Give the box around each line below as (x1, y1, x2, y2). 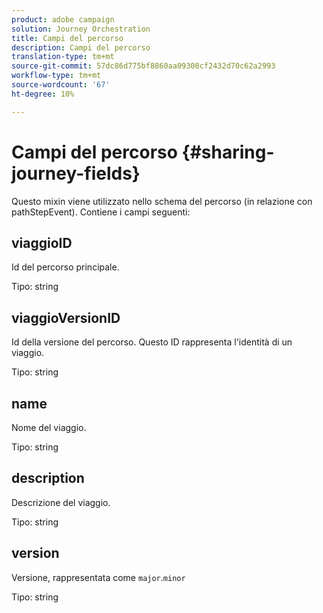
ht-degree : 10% (11, 89, 75, 99)
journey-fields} (11, 162, 141, 185)
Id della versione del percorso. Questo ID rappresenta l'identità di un (11, 336, 293, 348)
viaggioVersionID (11, 309, 121, 326)
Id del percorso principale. (11, 261, 120, 273)
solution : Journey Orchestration (11, 24, 151, 34)
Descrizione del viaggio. (11, 496, 111, 508)
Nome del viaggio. (11, 422, 87, 433)
